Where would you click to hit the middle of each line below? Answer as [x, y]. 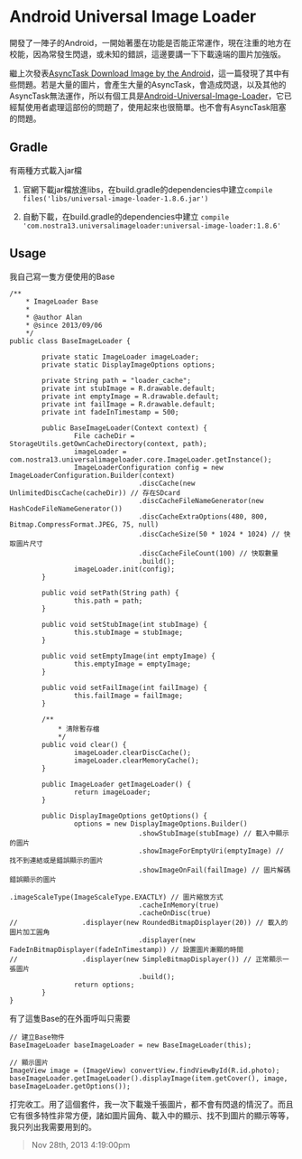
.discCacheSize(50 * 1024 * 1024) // [209, 534]
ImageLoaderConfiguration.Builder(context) [92, 475]
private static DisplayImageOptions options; [129, 365]
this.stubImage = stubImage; [128, 632]
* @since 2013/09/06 [64, 325]
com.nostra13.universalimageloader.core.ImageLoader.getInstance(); [141, 459]
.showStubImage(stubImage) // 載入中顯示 [214, 833]
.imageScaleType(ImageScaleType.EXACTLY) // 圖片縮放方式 [116, 897]
